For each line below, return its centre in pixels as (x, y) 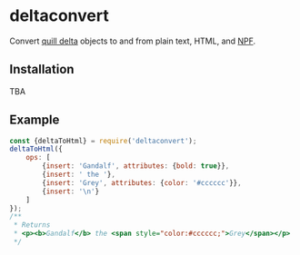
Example (35, 120)
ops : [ (38, 158)
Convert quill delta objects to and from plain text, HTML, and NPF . (133, 41)
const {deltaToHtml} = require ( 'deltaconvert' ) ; (103, 141)
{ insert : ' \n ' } (71, 191)
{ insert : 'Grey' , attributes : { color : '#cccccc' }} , (142, 182)
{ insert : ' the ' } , (79, 175)
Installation (42, 69)
